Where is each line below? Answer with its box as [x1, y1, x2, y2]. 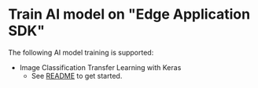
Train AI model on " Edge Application [8, 5, 250, 23]
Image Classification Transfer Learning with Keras [19, 62, 182, 72]
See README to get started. [31, 71, 123, 80]
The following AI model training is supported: [8, 48, 154, 57]
